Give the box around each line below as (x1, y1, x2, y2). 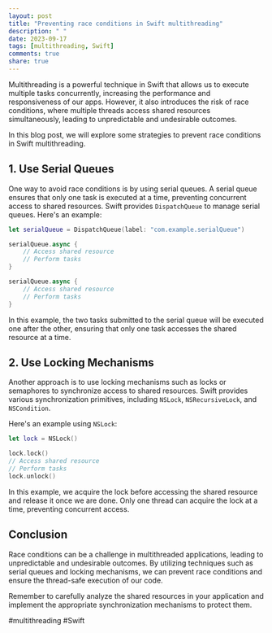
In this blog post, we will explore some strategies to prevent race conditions (8, 129, 261, 139)
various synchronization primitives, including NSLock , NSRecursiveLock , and (8, 395, 257, 404)
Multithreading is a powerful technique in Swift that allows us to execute (8, 79, 249, 89)
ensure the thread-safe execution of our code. (8, 575, 164, 585)
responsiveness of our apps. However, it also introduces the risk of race (8, 97, 249, 107)
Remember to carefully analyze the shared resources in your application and (8, 591, 264, 600)
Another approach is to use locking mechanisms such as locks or (8, 378, 227, 387)
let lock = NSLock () (8, 434, 79, 443)
